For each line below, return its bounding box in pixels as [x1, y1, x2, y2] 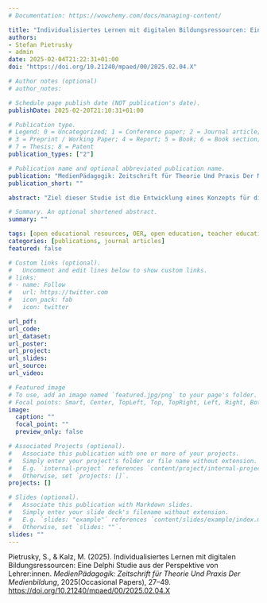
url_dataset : [8, 332, 52, 340]
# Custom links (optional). [8, 259, 102, 267]
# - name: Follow [8, 281, 66, 289]
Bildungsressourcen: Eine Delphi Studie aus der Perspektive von [8, 561, 219, 570]
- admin [8, 48, 34, 56]
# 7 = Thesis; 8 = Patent [8, 143, 94, 151]
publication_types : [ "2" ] [8, 150, 94, 158]
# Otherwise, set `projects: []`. [8, 472, 130, 480]
